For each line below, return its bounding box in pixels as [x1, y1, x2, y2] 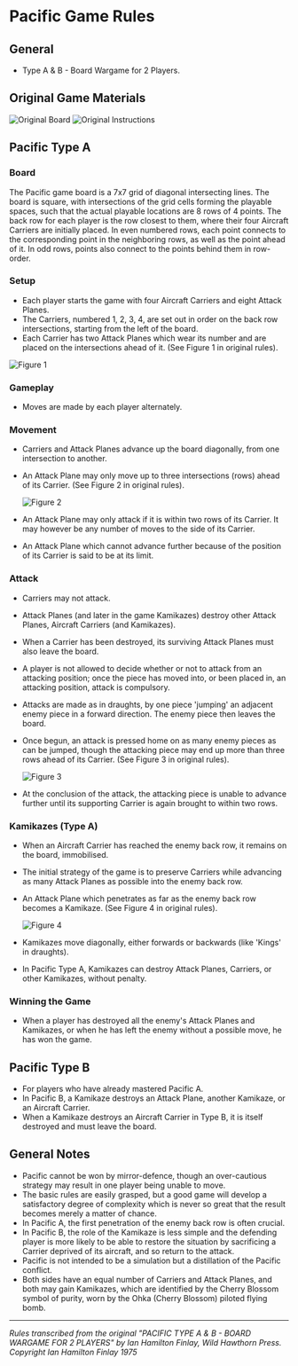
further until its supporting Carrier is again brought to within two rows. [21, 797, 278, 808]
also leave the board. [21, 646, 99, 656]
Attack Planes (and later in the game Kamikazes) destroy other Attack [21, 609, 277, 620]
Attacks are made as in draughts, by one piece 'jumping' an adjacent [21, 699, 273, 710]
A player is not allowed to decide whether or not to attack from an [21, 663, 263, 673]
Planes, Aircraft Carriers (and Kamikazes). [21, 619, 176, 630]
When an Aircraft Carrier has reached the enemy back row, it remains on [21, 840, 287, 851]
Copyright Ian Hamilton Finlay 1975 [9, 1346, 137, 1357]
